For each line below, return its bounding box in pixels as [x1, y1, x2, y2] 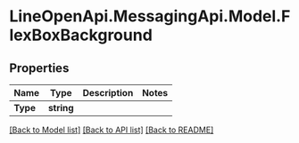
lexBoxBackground [9, 25, 154, 45]
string [47, 102, 74, 114]
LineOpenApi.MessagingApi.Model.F [9, 6, 291, 27]
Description [82, 87, 134, 99]
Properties [9, 60, 70, 75]
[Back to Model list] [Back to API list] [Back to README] [9, 124, 214, 135]
